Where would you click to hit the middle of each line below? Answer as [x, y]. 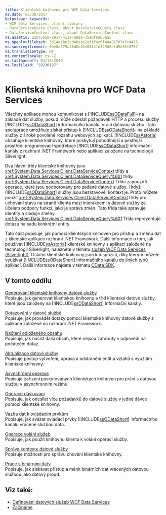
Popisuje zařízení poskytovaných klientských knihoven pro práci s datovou [81, 378]
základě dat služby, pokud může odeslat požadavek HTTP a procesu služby [82, 119]
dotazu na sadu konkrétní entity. [38, 224]
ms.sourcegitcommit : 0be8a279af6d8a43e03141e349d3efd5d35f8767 [72, 47]
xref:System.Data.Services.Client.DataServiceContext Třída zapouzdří [76, 182]
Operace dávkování [25, 393]
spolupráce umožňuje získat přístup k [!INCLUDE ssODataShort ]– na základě [83, 130]
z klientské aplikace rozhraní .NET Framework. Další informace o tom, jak [79, 239]
